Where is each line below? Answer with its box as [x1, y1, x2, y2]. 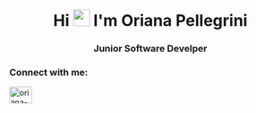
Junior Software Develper [93, 43, 208, 55]
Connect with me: [9, 67, 89, 79]
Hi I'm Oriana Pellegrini [53, 11, 248, 31]
